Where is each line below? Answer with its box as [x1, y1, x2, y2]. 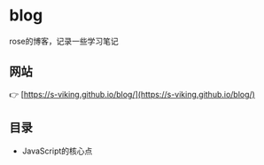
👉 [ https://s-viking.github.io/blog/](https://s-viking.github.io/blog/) [9, 89, 255, 99]
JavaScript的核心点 [21, 145, 93, 156]
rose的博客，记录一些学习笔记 [9, 35, 119, 46]
